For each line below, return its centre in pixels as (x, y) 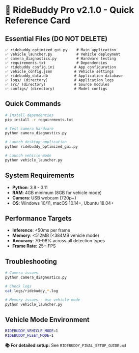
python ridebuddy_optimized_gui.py (42, 147)
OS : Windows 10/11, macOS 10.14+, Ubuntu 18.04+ (63, 203)
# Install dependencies (29, 115)
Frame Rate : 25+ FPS (34, 246)
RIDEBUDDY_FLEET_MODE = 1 (29, 336)
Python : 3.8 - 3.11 (30, 187)
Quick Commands (33, 104)
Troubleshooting (31, 261)
